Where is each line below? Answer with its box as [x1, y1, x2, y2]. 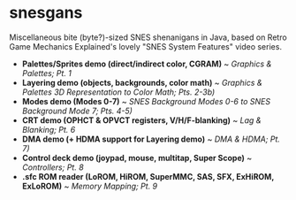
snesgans [9, 3, 83, 23]
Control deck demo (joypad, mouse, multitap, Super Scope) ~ [21, 152, 253, 163]
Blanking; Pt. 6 [21, 124, 76, 135]
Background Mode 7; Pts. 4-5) [21, 105, 133, 116]
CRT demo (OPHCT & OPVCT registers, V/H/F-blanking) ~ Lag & [21, 114, 262, 126]
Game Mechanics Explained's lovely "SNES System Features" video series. [9, 41, 283, 51]
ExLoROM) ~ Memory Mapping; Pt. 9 [21, 181, 158, 191]
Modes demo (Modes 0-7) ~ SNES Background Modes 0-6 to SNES [21, 96, 271, 106]
